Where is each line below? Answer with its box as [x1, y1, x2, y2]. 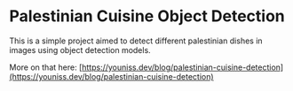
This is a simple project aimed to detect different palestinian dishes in [9, 35, 264, 46]
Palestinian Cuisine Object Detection [9, 6, 286, 27]
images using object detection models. [9, 44, 151, 55]
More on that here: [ [9, 62, 83, 72]
